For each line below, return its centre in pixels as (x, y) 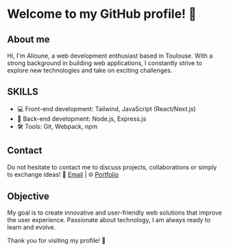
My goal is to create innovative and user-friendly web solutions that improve (114, 213)
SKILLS (23, 92)
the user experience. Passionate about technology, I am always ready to (109, 220)
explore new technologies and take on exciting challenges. (90, 70)
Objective (28, 196)
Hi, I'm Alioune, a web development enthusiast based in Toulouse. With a (110, 56)
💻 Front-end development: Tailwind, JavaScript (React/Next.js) (107, 108)
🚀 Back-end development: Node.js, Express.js (82, 119)
